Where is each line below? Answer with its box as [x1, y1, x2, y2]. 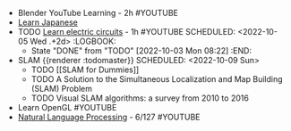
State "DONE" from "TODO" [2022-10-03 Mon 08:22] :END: [30, 45, 252, 56]
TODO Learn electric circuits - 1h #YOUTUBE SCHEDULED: [17, 27, 235, 37]
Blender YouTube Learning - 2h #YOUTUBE [17, 8, 179, 18]
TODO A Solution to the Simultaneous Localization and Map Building [30, 74, 284, 84]
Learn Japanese [17, 17, 78, 28]
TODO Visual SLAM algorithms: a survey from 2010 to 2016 [30, 93, 249, 103]
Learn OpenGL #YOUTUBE [17, 102, 117, 112]
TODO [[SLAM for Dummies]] [30, 64, 140, 75]
